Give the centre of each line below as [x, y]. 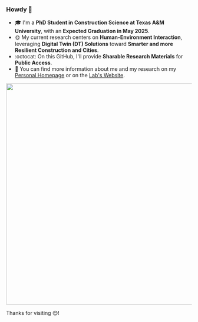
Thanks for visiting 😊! [33, 313]
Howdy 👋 [19, 9]
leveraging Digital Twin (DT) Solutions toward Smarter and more [94, 44]
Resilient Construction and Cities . [57, 50]
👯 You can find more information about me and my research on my [95, 69]
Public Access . [33, 63]
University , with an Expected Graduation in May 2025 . [82, 31]
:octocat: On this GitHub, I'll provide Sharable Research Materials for [99, 57]
